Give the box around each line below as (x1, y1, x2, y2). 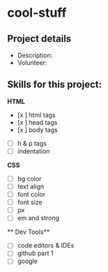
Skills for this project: (7, 79, 102, 91)
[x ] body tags (17, 126, 58, 134)
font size (17, 198, 43, 206)
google (17, 257, 38, 266)
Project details (7, 33, 72, 45)
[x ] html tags (17, 110, 56, 119)
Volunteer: (17, 59, 47, 67)
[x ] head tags (17, 118, 58, 126)
